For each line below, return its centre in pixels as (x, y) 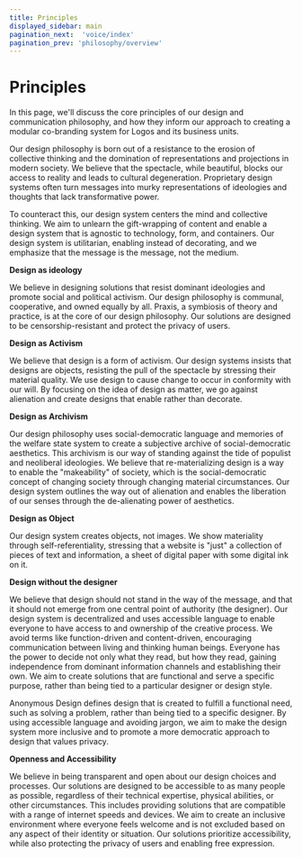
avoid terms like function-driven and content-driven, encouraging (130, 638)
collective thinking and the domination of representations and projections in (149, 159)
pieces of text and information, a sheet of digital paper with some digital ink (149, 555)
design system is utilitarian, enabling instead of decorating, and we (133, 243)
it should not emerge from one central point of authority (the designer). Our (149, 609)
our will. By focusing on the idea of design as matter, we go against (133, 389)
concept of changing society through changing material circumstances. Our (150, 482)
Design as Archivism (49, 416)
